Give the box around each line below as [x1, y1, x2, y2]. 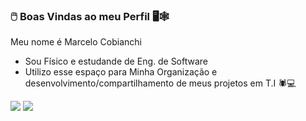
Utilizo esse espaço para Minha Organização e [24, 66, 218, 78]
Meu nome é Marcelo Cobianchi [10, 36, 142, 48]
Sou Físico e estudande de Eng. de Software [24, 55, 209, 68]
